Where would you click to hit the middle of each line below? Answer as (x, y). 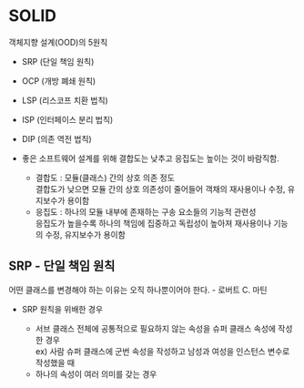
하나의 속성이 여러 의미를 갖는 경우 (96, 373)
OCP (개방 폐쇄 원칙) (59, 81)
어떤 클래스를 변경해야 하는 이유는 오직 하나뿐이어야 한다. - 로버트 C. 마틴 (138, 290)
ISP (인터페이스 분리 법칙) (67, 119)
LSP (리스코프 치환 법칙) (65, 100)
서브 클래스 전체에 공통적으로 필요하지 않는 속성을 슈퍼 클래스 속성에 (156, 328)
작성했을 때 (55, 362)
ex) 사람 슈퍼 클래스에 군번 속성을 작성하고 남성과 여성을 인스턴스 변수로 (162, 351)
